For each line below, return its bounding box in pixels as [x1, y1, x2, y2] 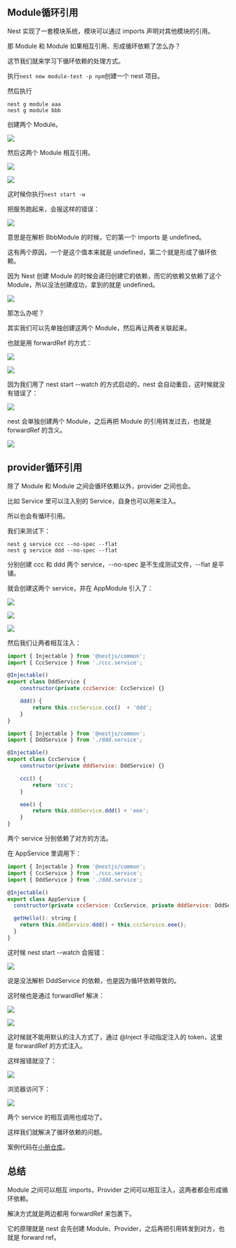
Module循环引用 [7, 6, 79, 19]
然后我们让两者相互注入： [7, 638, 81, 647]
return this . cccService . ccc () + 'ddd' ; [32, 704, 152, 711]
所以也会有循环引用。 [7, 512, 69, 520]
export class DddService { [7, 679, 86, 686]
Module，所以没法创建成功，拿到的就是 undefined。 [7, 280, 159, 289]
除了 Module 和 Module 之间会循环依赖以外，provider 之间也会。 [7, 481, 195, 490]
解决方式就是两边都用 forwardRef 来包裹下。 [7, 1209, 136, 1218]
